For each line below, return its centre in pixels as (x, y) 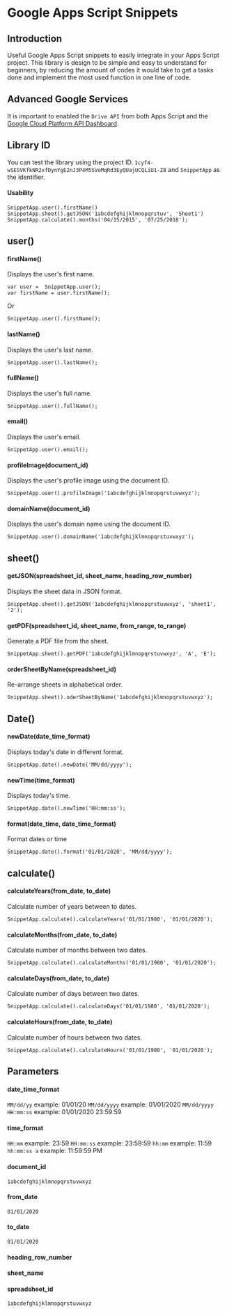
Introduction (35, 39)
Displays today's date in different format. (65, 752)
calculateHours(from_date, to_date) (60, 1022)
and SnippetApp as (194, 169)
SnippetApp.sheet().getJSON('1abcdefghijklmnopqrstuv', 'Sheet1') (105, 214)
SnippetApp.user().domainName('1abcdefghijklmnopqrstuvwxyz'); (101, 537)
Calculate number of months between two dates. (77, 950)
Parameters (33, 1071)
